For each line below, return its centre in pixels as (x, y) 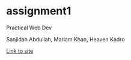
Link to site (20, 51)
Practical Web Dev (29, 28)
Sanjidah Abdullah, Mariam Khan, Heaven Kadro (65, 39)
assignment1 (39, 11)
